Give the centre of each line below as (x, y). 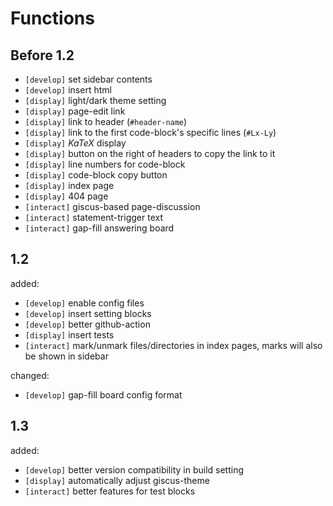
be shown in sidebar (66, 356)
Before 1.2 (42, 55)
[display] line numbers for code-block (105, 164)
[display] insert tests (69, 334)
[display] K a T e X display (75, 143)
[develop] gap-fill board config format (103, 394)
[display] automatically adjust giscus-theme (117, 480)
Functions (52, 18)
